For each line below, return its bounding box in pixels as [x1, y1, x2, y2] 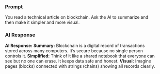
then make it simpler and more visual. [5, 19, 80, 25]
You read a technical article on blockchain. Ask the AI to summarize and [5, 15, 149, 20]
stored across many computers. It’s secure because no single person [5, 47, 143, 54]
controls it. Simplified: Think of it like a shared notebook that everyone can [5, 53, 155, 59]
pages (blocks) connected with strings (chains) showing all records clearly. [5, 63, 155, 69]
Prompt [5, 3, 23, 10]
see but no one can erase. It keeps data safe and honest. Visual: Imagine [5, 58, 151, 64]
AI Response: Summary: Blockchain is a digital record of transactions [5, 43, 145, 48]
